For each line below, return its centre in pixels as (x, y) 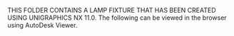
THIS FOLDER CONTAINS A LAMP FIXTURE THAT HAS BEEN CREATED (112, 10)
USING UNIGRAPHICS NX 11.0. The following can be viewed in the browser (117, 18)
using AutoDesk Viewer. (42, 25)
